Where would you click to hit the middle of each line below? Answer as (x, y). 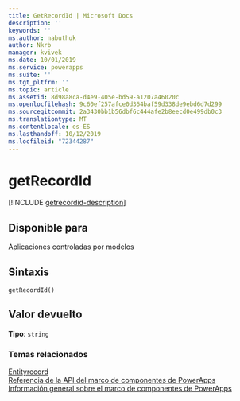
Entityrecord (29, 372)
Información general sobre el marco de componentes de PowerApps (120, 389)
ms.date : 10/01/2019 (43, 60)
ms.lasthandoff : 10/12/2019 (55, 134)
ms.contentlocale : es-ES (49, 127)
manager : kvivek (35, 53)
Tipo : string (29, 333)
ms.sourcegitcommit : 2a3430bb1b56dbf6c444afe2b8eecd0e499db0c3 (115, 112)
